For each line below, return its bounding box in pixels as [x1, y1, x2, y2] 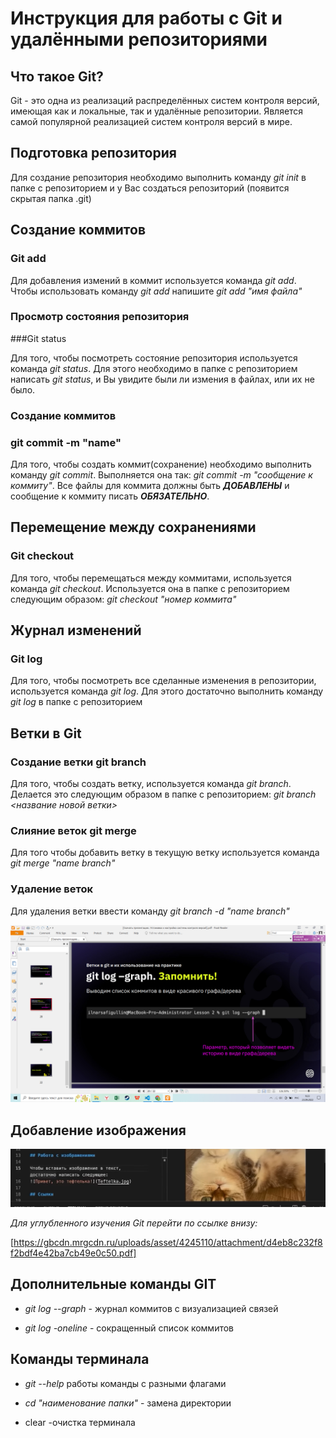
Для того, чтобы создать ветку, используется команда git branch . [10, 778, 292, 790]
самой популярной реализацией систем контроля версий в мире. [10, 116, 293, 127]
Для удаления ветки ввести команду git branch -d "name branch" [10, 905, 290, 917]
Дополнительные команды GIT [10, 1276, 217, 1293]
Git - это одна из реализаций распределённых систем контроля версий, [10, 95, 320, 106]
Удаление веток [10, 882, 93, 896]
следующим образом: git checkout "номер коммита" [10, 593, 237, 605]
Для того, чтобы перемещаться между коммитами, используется [10, 572, 292, 584]
